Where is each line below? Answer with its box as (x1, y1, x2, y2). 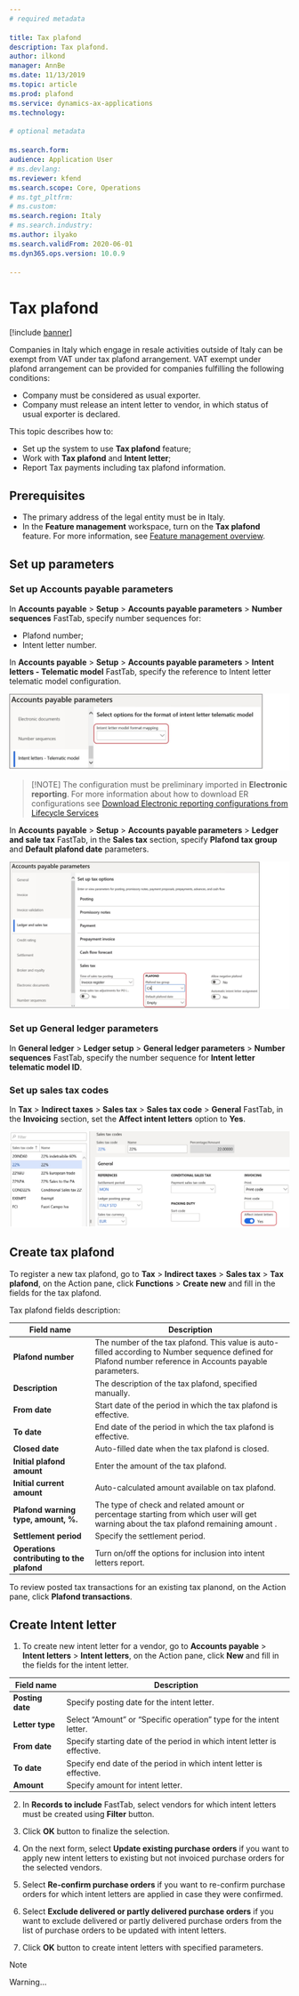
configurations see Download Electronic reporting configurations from (30, 797, 288, 809)
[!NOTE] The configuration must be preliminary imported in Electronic (30, 779, 287, 789)
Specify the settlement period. (94, 1531, 206, 1541)
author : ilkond (9, 52, 66, 61)
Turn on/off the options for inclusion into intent (94, 1548, 265, 1559)
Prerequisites (9, 488, 85, 503)
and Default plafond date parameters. (9, 844, 149, 854)
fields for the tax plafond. (9, 1287, 102, 1298)
